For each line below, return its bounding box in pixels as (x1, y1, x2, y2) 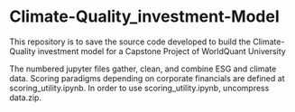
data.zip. (9, 92, 42, 103)
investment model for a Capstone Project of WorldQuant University (37, 45, 286, 56)
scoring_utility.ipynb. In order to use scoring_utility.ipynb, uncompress (9, 82, 270, 93)
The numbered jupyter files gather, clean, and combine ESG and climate (9, 63, 277, 74)
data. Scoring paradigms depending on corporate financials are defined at (9, 72, 285, 83)
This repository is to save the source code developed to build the (9, 36, 251, 47)
